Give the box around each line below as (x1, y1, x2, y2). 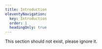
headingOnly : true (9, 25, 47, 30)
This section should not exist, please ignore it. (5, 38, 98, 44)
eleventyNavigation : (5, 12, 47, 16)
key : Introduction (9, 16, 47, 21)
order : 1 (9, 20, 27, 26)
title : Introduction (5, 7, 47, 12)
